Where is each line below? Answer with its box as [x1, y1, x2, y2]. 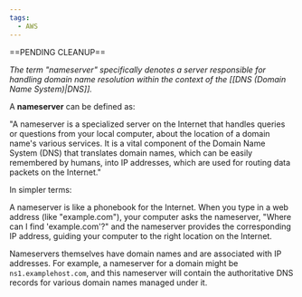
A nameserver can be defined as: [9, 101, 136, 111]
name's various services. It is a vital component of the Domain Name [9, 138, 266, 148]
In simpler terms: [9, 184, 72, 195]
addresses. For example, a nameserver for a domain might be [9, 257, 239, 268]
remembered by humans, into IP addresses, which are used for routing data [9, 157, 291, 168]
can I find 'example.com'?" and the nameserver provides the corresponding [9, 221, 292, 232]
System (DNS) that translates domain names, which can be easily [9, 147, 253, 158]
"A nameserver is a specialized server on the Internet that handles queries [9, 119, 286, 129]
